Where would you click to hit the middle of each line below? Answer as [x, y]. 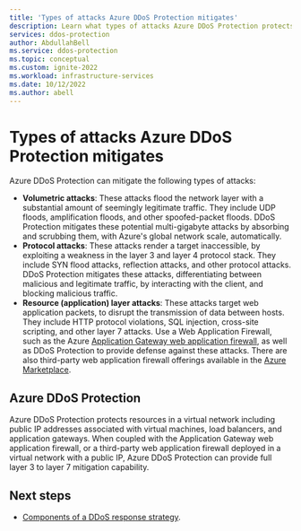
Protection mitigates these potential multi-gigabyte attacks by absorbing [155, 227]
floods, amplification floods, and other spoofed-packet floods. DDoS [149, 217]
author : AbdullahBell [50, 43]
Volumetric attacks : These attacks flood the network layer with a [143, 198]
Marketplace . [47, 370]
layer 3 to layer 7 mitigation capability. [79, 467]
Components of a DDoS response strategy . [101, 518]
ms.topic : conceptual [50, 59]
